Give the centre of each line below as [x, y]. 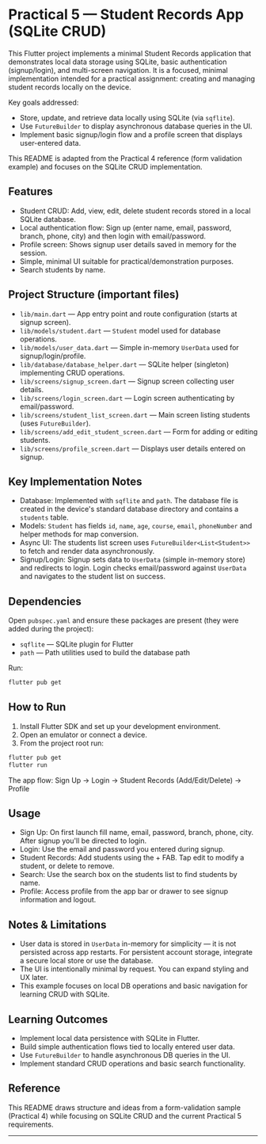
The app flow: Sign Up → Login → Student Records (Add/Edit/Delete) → [125, 780]
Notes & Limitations [57, 925]
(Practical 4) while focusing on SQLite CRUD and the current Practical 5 [125, 1115]
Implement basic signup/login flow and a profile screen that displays [131, 134]
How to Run [37, 707]
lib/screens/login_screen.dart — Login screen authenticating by [127, 398]
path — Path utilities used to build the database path [105, 653]
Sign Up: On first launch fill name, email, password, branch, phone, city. [137, 833]
